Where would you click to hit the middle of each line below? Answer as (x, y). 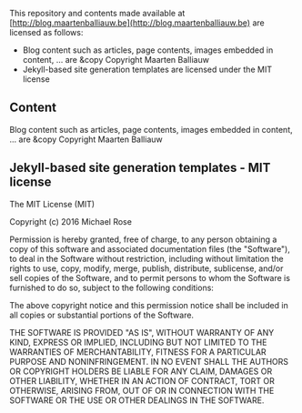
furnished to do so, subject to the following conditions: (111, 287)
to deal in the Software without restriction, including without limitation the (146, 258)
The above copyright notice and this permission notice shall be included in (149, 305)
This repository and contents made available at (97, 13)
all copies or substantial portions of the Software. (101, 315)
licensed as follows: (46, 32)
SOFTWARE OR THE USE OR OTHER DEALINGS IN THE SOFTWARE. (137, 400)
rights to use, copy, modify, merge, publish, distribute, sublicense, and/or (146, 268)
